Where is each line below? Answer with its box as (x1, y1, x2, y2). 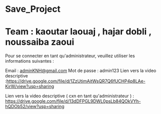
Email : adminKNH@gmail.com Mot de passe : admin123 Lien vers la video (5, 68, 157, 74)
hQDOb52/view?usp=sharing (5, 104, 64, 110)
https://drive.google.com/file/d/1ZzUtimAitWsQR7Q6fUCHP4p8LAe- (6, 78, 146, 84)
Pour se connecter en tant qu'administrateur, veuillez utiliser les (5, 53, 135, 59)
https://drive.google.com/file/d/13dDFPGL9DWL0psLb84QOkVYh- (5, 98, 141, 104)
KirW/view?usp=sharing (5, 83, 54, 89)
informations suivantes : (5, 58, 54, 64)
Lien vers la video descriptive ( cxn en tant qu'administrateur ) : (5, 93, 135, 99)
